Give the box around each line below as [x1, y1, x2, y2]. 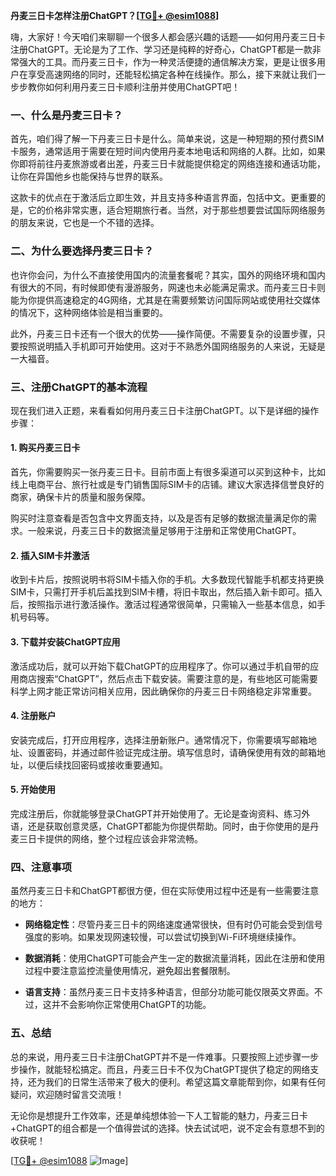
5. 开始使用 [10, 784, 56, 796]
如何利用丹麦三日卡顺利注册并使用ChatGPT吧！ [44, 81, 241, 93]
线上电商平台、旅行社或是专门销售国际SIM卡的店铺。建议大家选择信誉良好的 [10, 479, 325, 491]
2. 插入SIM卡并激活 [10, 549, 90, 561]
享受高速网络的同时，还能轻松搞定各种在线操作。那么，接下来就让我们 [27, 69, 317, 80]
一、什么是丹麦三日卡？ [10, 108, 123, 122]
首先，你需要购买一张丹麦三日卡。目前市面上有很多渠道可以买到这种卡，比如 [10, 466, 326, 478]
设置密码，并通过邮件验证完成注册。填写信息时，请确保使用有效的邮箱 [27, 746, 317, 758]
